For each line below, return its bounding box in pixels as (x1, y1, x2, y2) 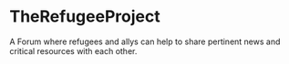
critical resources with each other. (9, 45, 138, 56)
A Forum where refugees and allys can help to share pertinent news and (9, 36, 281, 47)
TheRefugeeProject (9, 6, 161, 27)
